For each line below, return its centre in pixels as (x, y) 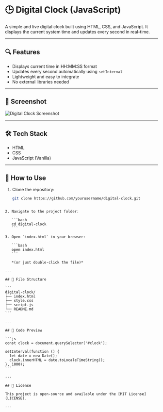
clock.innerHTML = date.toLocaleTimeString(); (57, 360)
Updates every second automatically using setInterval (67, 71)
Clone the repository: (33, 190)
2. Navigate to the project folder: (42, 212)
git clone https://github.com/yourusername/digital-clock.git (76, 198)
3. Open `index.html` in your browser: (45, 237)
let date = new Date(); (33, 356)
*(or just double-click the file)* (47, 263)
